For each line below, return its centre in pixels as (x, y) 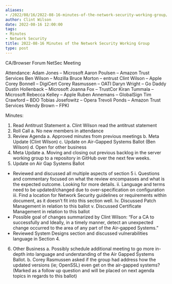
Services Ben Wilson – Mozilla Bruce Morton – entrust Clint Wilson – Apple (84, 78)
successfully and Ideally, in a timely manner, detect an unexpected (83, 222)
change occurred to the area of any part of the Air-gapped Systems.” (85, 228)
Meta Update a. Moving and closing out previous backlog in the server (87, 152)
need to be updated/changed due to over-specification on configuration (89, 190)
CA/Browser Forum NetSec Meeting (43, 63)
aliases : (15, 10)
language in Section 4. (36, 238)
